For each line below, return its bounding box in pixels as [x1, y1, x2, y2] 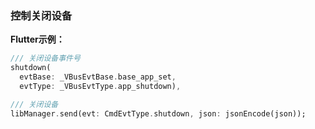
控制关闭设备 [10, 8, 73, 22]
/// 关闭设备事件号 [10, 53, 81, 64]
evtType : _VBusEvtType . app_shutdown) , [19, 81, 182, 91]
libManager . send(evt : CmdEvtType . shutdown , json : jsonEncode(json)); [10, 108, 307, 119]
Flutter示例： [10, 33, 65, 46]
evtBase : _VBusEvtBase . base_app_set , [19, 72, 177, 82]
